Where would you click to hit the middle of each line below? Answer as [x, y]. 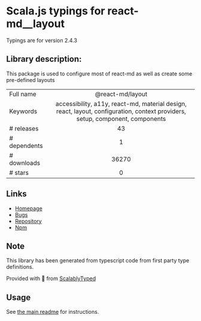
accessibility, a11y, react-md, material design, [121, 104]
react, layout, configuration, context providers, [121, 111]
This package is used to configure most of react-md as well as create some [99, 74]
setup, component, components [121, 119]
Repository [28, 221]
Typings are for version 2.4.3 [42, 40]
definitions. [20, 267]
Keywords [23, 111]
